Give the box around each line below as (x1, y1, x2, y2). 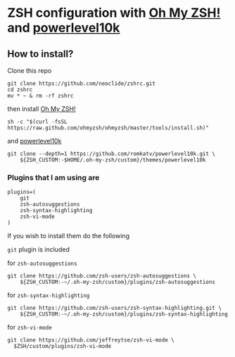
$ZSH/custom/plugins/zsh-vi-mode (13, 343, 112, 350)
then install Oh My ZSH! (7, 105, 76, 113)
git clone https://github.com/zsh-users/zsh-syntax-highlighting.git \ (7, 304, 222, 312)
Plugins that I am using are (7, 172, 100, 182)
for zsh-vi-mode (7, 323, 53, 332)
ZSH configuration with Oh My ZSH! (7, 5, 221, 21)
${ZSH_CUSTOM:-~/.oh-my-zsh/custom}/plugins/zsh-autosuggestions (20, 279, 216, 286)
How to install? (7, 48, 74, 60)
